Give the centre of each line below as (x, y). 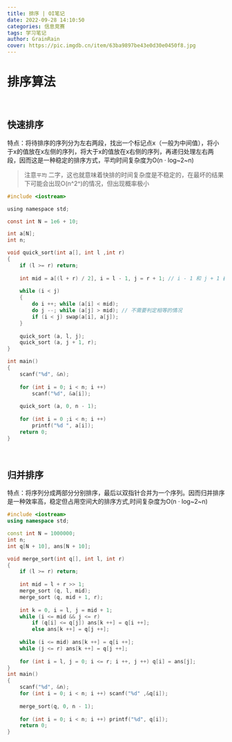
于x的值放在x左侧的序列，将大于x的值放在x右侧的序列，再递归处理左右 (108, 151)
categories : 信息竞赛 (36, 26)
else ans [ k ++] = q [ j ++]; (71, 629)
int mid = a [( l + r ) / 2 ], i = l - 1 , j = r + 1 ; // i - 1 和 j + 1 (119, 278)
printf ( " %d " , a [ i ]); (63, 425)
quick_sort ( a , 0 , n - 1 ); (58, 407)
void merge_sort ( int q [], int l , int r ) (66, 559)
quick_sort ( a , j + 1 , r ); (58, 342)
